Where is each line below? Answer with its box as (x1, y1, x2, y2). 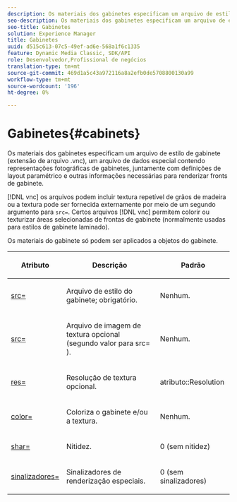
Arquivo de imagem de (66, 321, 141, 330)
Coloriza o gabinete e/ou (66, 407, 148, 417)
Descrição (92, 261, 128, 270)
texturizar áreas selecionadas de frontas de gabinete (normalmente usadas (7, 215, 226, 224)
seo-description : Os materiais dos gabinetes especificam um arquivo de (7, 17, 226, 24)
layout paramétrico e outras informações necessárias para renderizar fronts (7, 172, 228, 180)
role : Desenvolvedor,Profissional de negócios (7, 56, 147, 64)
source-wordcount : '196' (7, 83, 80, 90)
